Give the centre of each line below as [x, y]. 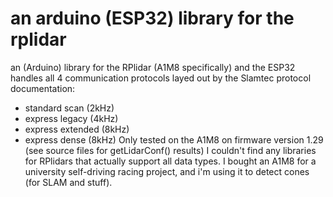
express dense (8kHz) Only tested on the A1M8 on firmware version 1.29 [174, 139]
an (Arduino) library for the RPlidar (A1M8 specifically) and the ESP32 [153, 67]
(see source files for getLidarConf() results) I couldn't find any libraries [170, 150]
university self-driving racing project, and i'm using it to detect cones [167, 171]
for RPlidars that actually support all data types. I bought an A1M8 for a [170, 161]
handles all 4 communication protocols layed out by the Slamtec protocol [161, 78]
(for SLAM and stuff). [68, 182]
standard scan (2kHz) [69, 108]
